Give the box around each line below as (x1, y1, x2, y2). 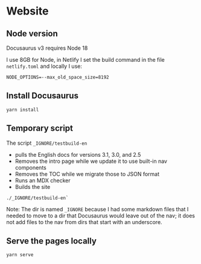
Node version (6, 28, 59, 39)
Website (6, 4, 49, 18)
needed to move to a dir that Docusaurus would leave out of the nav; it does (6, 212, 195, 219)
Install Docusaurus (6, 91, 78, 101)
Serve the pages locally (6, 236, 97, 246)
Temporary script (6, 123, 74, 134)
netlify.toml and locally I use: (6, 62, 83, 70)
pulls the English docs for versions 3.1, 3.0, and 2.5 (14, 151, 141, 158)
